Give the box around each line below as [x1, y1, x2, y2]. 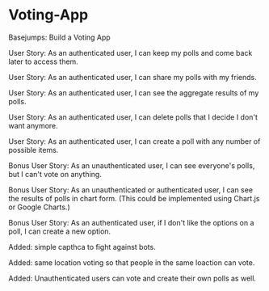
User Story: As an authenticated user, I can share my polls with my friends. [8, 72, 257, 82]
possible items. [8, 145, 59, 154]
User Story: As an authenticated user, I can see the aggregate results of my [8, 87, 259, 98]
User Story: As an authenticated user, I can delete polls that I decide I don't [8, 112, 258, 122]
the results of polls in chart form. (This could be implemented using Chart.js [8, 193, 260, 203]
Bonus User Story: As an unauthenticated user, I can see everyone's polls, [8, 160, 255, 171]
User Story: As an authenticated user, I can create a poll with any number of [8, 136, 261, 146]
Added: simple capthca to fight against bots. [8, 242, 156, 251]
